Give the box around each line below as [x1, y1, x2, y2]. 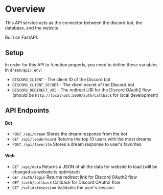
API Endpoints [5, 107, 49, 115]
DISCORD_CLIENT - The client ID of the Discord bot [12, 76, 111, 82]
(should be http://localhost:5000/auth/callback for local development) [12, 92, 159, 98]
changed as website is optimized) [12, 168, 80, 175]
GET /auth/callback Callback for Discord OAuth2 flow [12, 179, 121, 185]
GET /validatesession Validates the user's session [12, 184, 114, 190]
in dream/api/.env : [5, 67, 42, 73]
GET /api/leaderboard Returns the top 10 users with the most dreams [12, 136, 152, 142]
